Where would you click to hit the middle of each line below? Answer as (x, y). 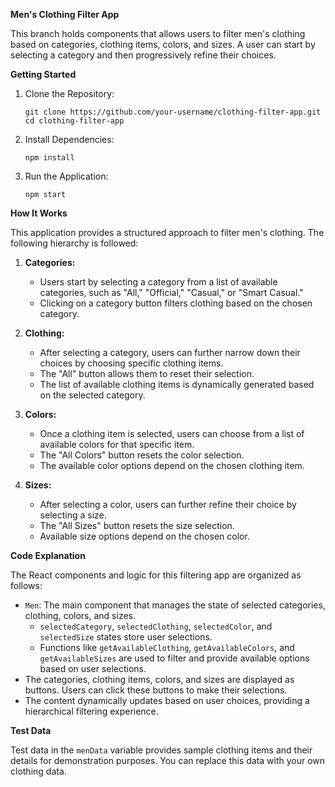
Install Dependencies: (69, 139)
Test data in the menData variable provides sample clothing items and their (161, 750)
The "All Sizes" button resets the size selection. (137, 525)
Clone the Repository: (69, 93)
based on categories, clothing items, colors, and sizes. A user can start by (163, 44)
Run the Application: (66, 176)
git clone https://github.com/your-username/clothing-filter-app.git (173, 112)
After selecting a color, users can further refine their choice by (168, 504)
